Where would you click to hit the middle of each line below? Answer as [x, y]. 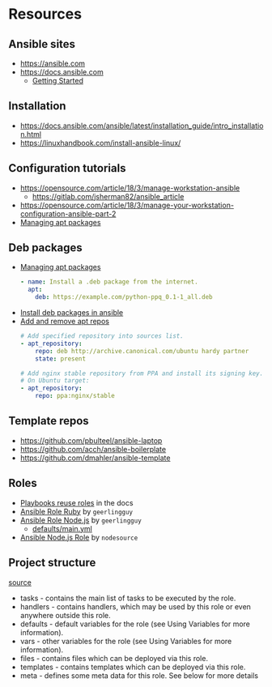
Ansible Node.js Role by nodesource [79, 537]
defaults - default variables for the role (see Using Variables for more [135, 624]
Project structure [52, 563]
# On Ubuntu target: [55, 381]
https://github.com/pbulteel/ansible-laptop [91, 440]
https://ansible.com [53, 63]
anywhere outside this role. [65, 615]
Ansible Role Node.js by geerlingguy [81, 520]
